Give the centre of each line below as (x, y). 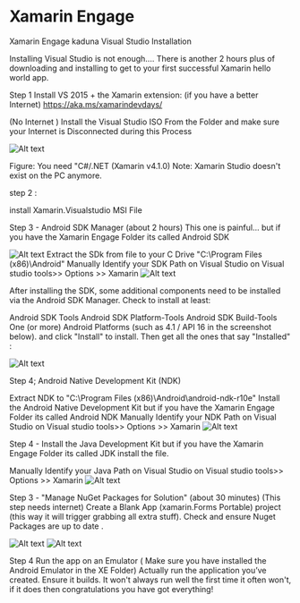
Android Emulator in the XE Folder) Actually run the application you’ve (138, 570)
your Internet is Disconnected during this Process (101, 131)
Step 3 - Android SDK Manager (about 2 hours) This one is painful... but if (145, 227)
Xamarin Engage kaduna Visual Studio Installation (101, 41)
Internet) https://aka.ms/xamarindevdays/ (86, 104)
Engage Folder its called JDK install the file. (89, 453)
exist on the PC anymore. (56, 175)
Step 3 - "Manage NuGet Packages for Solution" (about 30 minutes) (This (145, 497)
